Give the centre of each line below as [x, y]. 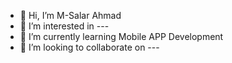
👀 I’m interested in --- [64, 26]
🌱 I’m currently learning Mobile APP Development [121, 36]
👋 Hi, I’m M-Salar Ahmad [70, 15]
